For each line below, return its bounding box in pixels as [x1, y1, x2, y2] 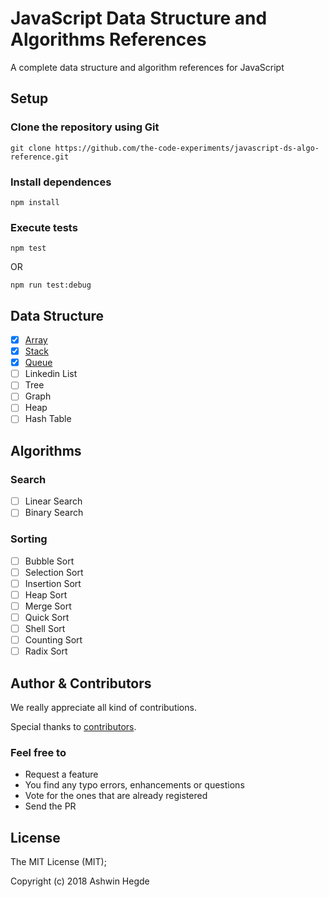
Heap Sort [24, 588, 68, 601]
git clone [10, 143, 52, 153]
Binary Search [24, 507, 84, 519]
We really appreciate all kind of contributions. [10, 702, 197, 714]
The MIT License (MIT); [10, 856, 107, 868]
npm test [10, 243, 47, 254]
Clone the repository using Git [10, 120, 160, 134]
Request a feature [24, 768, 99, 781]
